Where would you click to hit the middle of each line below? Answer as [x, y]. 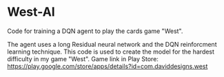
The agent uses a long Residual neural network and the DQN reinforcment [112, 44]
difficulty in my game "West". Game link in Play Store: [83, 58]
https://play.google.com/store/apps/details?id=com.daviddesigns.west [108, 66]
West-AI [31, 12]
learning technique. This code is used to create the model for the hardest [111, 52]
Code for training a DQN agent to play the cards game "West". [95, 31]
